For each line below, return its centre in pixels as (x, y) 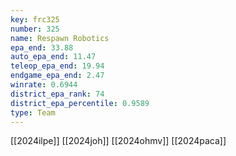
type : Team (33, 112)
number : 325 (35, 29)
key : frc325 (35, 19)
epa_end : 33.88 (42, 47)
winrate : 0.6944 (44, 85)
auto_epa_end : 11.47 (53, 57)
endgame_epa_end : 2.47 (57, 76)
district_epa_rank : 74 (57, 94)
